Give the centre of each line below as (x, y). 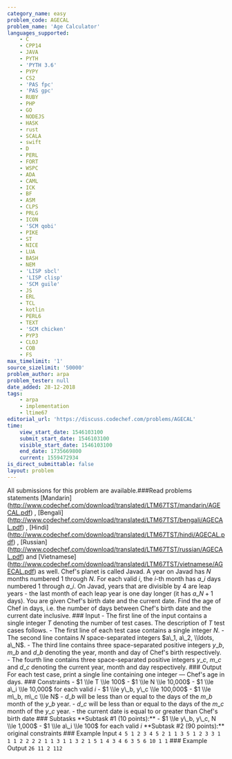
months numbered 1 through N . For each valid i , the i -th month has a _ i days (114, 578)
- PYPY (29, 71)
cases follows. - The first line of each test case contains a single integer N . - (116, 630)
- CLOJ (29, 342)
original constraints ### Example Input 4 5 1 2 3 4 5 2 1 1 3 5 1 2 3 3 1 (114, 733)
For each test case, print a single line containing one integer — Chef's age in (116, 674)
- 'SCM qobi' (38, 226)
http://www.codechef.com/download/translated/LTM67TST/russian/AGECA (116, 549)
